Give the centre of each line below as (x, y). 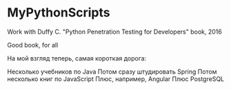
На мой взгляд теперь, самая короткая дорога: (77, 58)
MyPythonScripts (59, 13)
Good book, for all (33, 45)
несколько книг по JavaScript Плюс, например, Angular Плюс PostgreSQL (116, 79)
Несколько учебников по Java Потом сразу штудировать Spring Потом (112, 71)
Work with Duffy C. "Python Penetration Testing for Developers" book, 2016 (114, 32)
